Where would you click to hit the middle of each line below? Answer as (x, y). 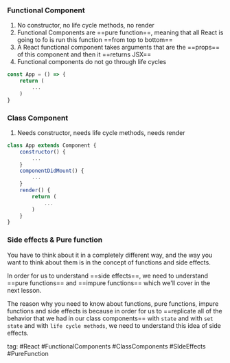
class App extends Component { (52, 145)
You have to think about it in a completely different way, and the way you (110, 255)
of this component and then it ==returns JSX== (84, 54)
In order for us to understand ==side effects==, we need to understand (107, 276)
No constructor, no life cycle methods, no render (85, 25)
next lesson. (24, 290)
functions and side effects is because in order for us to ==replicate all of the (115, 311)
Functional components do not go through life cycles (92, 62)
